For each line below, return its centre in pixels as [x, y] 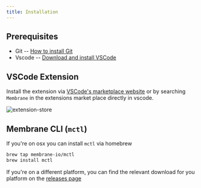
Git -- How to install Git [44, 51]
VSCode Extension [43, 77]
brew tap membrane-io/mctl [40, 155]
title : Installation [32, 12]
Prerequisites [32, 37]
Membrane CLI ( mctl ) [47, 129]
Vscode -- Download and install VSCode [66, 58]
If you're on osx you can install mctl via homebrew [69, 144]
